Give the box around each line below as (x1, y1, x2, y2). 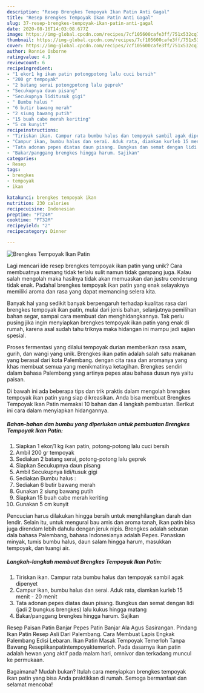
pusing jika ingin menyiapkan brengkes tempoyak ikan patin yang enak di (7, 319, 189, 326)
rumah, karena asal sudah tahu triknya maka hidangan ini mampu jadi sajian (7, 325, 196, 332)
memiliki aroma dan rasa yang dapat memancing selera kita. (7, 287, 157, 295)
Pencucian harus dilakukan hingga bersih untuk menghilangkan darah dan (7, 512, 192, 519)
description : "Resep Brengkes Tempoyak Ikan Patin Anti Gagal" (7, 8, 170, 15)
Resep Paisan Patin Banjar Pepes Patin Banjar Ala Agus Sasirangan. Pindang (7, 624, 197, 631)
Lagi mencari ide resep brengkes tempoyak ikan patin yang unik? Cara (7, 262, 183, 269)
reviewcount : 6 (7, 59, 45, 65)
